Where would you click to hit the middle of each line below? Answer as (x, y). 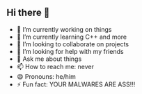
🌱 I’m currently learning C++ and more (72, 37)
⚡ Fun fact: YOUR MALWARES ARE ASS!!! (76, 84)
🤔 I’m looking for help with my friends (70, 51)
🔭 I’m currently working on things (64, 29)
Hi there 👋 (28, 13)
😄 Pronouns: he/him (46, 76)
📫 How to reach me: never (55, 66)
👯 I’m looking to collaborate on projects (73, 44)
